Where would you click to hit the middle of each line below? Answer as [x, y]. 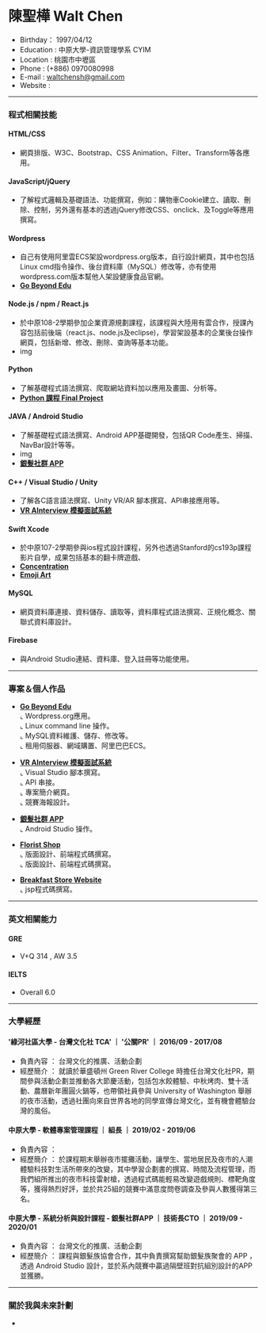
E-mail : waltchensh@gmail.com [72, 77]
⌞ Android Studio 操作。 [58, 829]
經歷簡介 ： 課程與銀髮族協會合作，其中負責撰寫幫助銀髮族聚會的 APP [133, 1256]
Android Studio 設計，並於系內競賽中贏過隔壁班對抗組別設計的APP [144, 1266]
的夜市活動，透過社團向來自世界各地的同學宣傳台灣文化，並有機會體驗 [134, 1100]
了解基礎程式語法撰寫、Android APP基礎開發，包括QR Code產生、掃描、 [138, 435]
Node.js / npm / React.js [49, 304]
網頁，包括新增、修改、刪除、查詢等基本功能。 [96, 342]
